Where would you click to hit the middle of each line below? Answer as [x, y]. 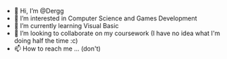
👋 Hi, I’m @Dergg [39, 11]
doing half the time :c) [46, 41]
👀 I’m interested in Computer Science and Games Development [105, 18]
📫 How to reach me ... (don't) [57, 48]
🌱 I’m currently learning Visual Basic [66, 26]
